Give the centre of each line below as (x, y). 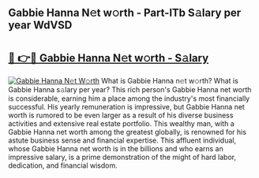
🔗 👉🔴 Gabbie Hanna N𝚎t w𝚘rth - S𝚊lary (109, 58)
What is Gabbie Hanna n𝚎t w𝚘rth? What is (170, 81)
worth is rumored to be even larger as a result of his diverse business (121, 115)
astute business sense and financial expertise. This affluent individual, (122, 140)
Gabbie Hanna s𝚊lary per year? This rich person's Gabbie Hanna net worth (130, 89)
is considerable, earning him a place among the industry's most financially (129, 98)
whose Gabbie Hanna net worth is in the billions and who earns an (116, 148)
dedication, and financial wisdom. (63, 165)
